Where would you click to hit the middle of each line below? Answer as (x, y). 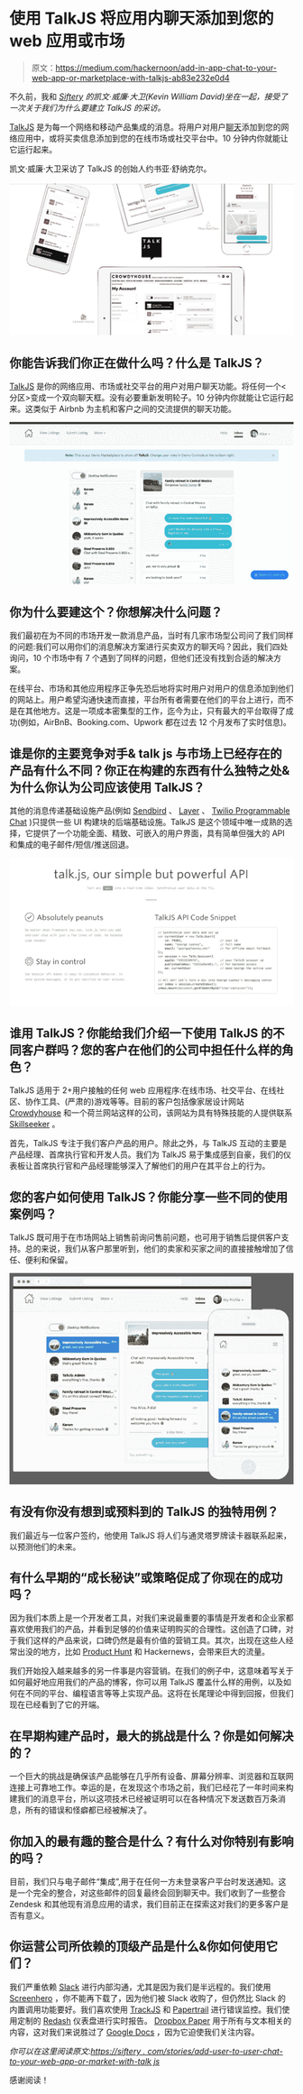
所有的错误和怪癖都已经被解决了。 (88, 1810)
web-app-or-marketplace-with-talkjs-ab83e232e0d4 (130, 78)
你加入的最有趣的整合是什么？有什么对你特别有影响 (151, 1841)
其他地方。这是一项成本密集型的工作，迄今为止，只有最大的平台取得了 (155, 711)
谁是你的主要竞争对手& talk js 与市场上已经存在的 (146, 753)
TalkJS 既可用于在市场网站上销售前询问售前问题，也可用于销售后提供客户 (145, 1237)
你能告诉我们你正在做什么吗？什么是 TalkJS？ (137, 363)
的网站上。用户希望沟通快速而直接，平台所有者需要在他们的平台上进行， (143, 700)
